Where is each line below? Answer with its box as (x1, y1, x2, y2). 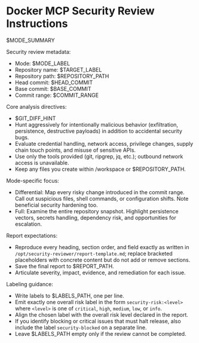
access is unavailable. (14, 159, 69, 166)
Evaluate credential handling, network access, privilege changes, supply (14, 140, 194, 147)
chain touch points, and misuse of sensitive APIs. (14, 146, 136, 154)
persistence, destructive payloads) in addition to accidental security (14, 127, 182, 134)
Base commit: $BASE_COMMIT (14, 85, 91, 92)
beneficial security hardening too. (14, 201, 99, 209)
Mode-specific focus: (6, 177, 60, 184)
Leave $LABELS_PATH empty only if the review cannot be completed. (14, 330, 186, 337)
